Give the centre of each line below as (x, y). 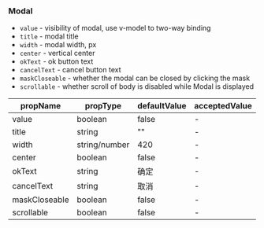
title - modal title (49, 36)
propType (103, 106)
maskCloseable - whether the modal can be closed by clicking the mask (135, 78)
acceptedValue (223, 106)
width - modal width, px (58, 45)
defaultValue (162, 106)
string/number (103, 145)
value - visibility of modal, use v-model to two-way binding (115, 28)
